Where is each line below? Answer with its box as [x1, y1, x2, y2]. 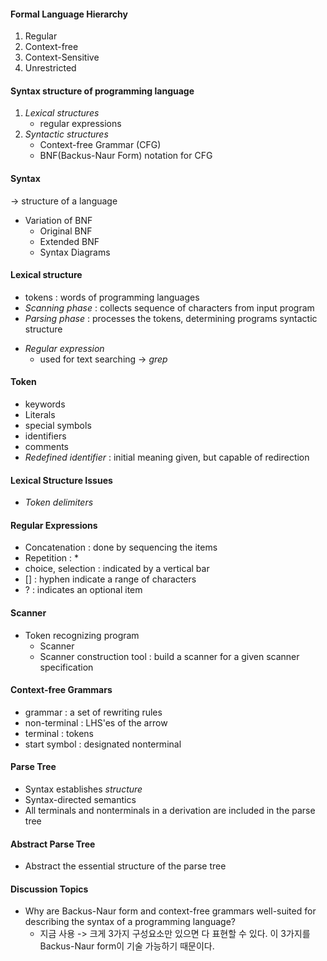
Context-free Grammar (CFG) [39, 139, 162, 151]
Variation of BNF [24, 214, 93, 226]
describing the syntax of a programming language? [24, 916, 236, 928]
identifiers [24, 430, 67, 442]
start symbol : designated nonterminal [24, 738, 182, 750]
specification [39, 661, 94, 673]
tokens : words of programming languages [24, 291, 200, 303]
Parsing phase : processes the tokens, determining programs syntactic [24, 312, 318, 324]
